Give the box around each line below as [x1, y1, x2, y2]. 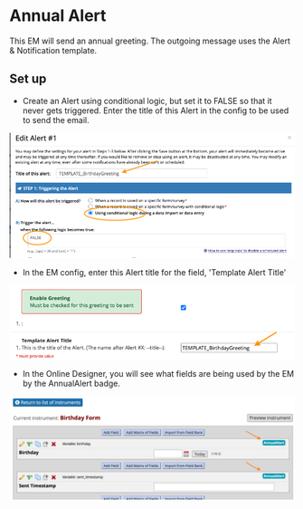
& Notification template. [9, 44, 98, 55]
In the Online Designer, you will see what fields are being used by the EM [22, 369, 295, 379]
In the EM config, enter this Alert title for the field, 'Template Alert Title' [22, 267, 287, 278]
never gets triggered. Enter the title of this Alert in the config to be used [22, 105, 289, 116]
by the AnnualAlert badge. [22, 378, 120, 389]
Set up [9, 72, 47, 87]
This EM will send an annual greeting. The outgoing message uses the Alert [9, 35, 291, 46]
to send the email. [22, 114, 90, 125]
